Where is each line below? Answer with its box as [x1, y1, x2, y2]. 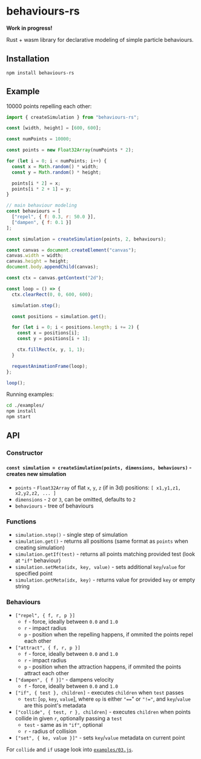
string [15, 582, 30, 590]
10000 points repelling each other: [6, 102, 92, 110]
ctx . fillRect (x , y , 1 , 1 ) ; [17, 347, 85, 353]
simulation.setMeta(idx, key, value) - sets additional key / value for [15, 563, 186, 570]
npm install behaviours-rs [6, 70, 74, 76]
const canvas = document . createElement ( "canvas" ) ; [6, 247, 137, 253]
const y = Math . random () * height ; [12, 169, 102, 175]
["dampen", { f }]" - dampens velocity [15, 676, 114, 684]
